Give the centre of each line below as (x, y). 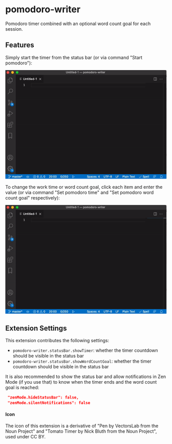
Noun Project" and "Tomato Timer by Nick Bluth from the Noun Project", (81, 431)
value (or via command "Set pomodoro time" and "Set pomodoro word (80, 192)
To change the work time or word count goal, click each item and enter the (84, 187)
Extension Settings (36, 328)
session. (14, 29)
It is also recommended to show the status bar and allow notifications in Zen (86, 376)
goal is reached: (22, 387)
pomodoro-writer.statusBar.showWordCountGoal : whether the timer (82, 361)
